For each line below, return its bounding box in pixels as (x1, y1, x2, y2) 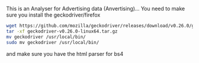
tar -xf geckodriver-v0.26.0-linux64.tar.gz (6, 28, 118, 34)
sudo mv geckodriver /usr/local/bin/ (6, 39, 99, 45)
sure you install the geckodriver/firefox (6, 11, 101, 18)
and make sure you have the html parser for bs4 (6, 50, 124, 57)
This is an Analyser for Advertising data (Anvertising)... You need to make (6, 5, 185, 12)
